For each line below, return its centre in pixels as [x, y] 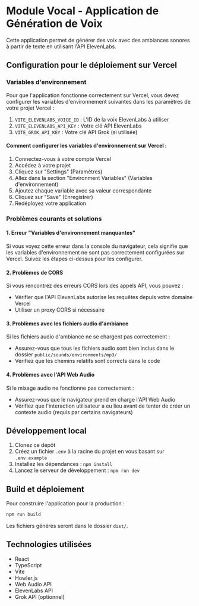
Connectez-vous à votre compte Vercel [63, 159]
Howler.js [26, 578]
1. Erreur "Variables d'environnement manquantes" [71, 233]
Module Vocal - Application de [83, 11]
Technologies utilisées [49, 544]
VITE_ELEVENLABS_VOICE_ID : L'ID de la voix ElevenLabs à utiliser [92, 119]
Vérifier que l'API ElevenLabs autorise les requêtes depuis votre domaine [104, 297]
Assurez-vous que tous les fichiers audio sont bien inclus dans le [94, 348]
